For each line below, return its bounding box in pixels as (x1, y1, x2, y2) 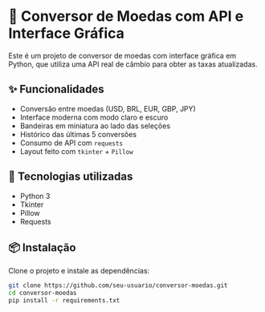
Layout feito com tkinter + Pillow (19, 146, 134, 156)
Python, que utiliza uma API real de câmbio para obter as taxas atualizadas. (8, 59, 259, 69)
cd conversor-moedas (8, 289, 78, 298)
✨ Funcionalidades (8, 83, 104, 96)
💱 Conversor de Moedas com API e (8, 7, 244, 26)
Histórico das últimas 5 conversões (19, 129, 137, 139)
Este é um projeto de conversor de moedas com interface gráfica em (8, 51, 237, 60)
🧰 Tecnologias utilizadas (8, 170, 133, 184)
